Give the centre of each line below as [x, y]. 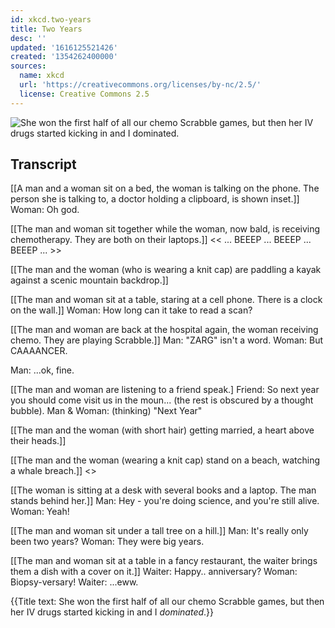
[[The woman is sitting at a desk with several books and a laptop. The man [163, 490]
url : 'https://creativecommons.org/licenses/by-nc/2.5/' [140, 85]
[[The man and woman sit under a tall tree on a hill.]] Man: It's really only [159, 531]
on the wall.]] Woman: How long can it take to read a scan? [131, 310]
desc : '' [28, 38]
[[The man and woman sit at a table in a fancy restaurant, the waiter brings [164, 561]
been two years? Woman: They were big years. [107, 542]
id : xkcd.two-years [51, 19]
